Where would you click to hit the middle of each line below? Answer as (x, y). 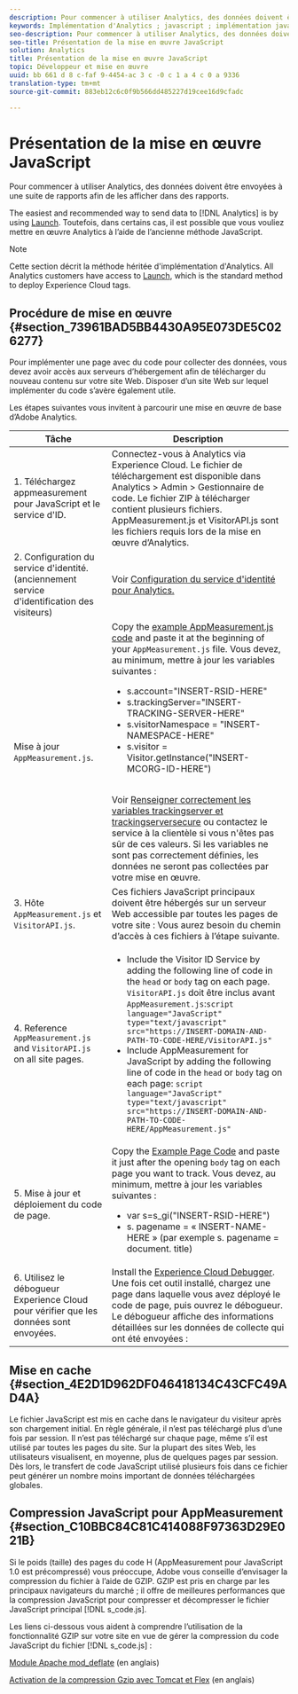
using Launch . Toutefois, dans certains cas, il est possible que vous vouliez (147, 223)
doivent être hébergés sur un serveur (189, 903)
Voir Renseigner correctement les (181, 800)
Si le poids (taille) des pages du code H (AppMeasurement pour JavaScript (146, 1562)
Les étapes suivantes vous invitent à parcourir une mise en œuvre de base (145, 408)
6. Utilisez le (39, 1278)
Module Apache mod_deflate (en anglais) (84, 1662)
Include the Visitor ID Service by (194, 960)
